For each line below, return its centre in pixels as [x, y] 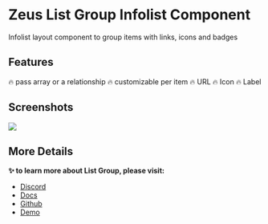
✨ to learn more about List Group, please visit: [86, 171]
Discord [33, 187]
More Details [41, 151]
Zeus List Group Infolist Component [130, 15]
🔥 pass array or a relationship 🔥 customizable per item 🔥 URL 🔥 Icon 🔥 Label [135, 81]
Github [31, 204]
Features [31, 62]
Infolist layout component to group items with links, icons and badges [123, 37]
